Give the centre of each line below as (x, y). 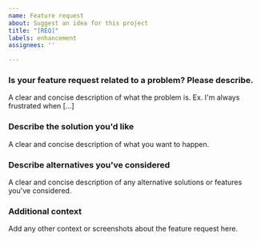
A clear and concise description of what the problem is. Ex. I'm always (124, 97)
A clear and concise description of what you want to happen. (109, 144)
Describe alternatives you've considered (89, 164)
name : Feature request (46, 16)
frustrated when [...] (41, 106)
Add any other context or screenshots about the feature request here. (123, 229)
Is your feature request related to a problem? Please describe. (131, 81)
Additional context (45, 211)
